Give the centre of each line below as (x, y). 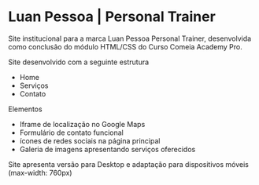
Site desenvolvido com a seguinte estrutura (79, 62)
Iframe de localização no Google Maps (82, 124)
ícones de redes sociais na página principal (90, 140)
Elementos (25, 109)
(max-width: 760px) (40, 172)
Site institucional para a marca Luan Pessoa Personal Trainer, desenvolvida (130, 38)
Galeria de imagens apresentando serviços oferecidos (107, 149)
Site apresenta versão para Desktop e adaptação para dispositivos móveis (129, 164)
